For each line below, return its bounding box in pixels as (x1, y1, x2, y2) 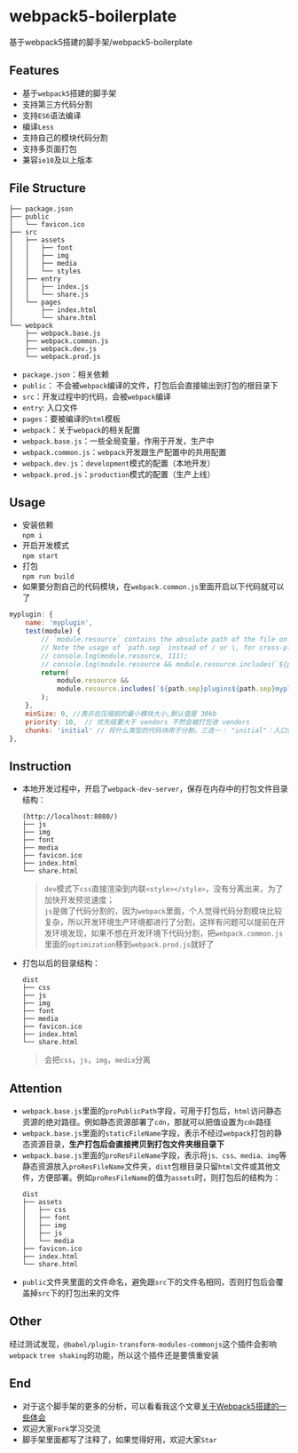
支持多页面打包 (21, 143, 77, 154)
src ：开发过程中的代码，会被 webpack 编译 (21, 391, 171, 402)
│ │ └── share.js (9, 290, 90, 299)
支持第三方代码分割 (21, 99, 93, 109)
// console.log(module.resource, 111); (41, 651, 189, 660)
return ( (41, 668, 69, 677)
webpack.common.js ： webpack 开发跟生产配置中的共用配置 (21, 446, 227, 457)
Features (9, 63, 59, 78)
